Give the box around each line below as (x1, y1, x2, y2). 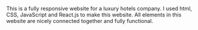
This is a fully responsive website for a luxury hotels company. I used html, (6, 5, 193, 12)
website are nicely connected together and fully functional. (6, 18, 153, 24)
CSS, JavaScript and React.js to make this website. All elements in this (6, 11, 182, 18)
